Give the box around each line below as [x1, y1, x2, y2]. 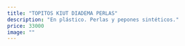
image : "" [7, 28, 36, 36]
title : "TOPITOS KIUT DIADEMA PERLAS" [7, 9, 118, 17]
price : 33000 [7, 22, 45, 29]
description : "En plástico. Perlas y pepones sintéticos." [7, 16, 180, 23]
